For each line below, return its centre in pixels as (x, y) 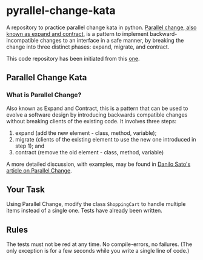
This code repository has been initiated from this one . (73, 58)
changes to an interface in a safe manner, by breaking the (112, 40)
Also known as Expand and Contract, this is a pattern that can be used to (97, 108)
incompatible (22, 40)
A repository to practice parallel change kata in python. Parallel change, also (101, 27)
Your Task (26, 190)
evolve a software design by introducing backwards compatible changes (97, 115)
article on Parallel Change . (39, 170)
